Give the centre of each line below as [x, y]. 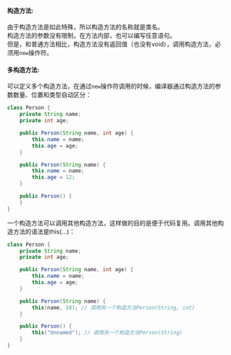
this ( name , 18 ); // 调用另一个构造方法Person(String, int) [113, 308]
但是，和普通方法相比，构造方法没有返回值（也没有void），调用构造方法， [111, 44]
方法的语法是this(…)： [44, 231]
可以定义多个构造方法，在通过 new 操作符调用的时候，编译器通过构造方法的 [111, 87]
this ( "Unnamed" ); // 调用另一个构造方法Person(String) [107, 333]
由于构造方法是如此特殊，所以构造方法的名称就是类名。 [85, 27]
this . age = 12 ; [54, 177]
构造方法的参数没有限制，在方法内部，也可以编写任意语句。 [91, 36]
